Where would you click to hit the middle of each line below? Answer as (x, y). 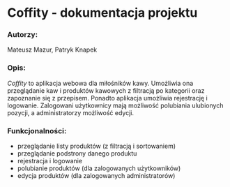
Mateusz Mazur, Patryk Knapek (52, 50)
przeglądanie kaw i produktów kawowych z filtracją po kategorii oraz (106, 90)
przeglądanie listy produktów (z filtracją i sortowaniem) (97, 146)
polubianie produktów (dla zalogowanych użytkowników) (99, 168)
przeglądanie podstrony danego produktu (77, 154)
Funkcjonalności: (37, 130)
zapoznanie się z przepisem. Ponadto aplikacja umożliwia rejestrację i (107, 98)
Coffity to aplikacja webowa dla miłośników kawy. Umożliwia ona (100, 83)
